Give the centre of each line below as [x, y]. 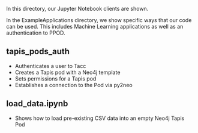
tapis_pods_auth [38, 52]
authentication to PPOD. [36, 33]
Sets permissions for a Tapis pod [55, 78]
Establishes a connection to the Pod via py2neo [74, 85]
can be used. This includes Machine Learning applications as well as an [95, 27]
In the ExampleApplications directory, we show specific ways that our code [99, 20]
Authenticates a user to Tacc [50, 66]
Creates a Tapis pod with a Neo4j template [67, 72]
